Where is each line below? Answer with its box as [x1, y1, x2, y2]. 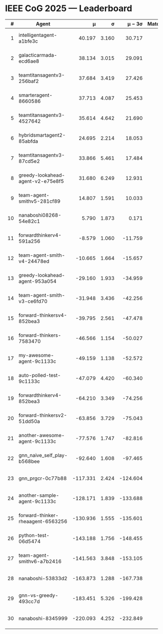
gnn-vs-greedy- [18, 592, 59, 599]
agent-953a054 [18, 277, 57, 284]
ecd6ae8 [18, 58, 40, 65]
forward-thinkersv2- [18, 412, 67, 419]
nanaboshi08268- [18, 211, 62, 218]
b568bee [18, 458, 40, 465]
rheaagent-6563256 [18, 518, 67, 524]
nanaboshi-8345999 [18, 615, 68, 621]
